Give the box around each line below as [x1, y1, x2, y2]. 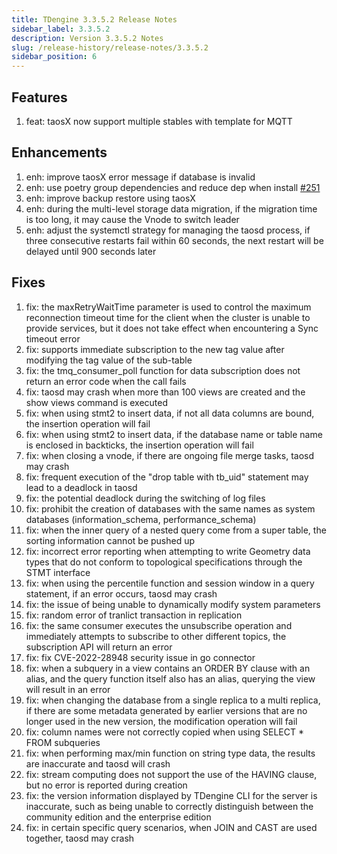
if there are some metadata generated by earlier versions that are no [25, 704, 308, 716]
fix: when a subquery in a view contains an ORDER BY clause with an [25, 662, 311, 674]
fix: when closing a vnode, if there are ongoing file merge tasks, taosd [25, 449, 315, 461]
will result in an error [25, 683, 111, 695]
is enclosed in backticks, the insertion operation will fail [25, 439, 254, 451]
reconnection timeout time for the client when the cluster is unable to [25, 311, 311, 323]
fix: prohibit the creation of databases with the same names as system [25, 502, 316, 515]
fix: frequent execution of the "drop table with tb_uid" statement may [25, 471, 309, 483]
